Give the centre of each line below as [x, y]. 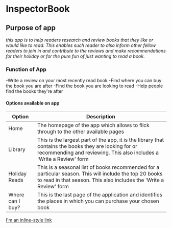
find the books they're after [34, 91]
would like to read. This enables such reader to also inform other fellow [81, 45]
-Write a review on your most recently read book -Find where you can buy [84, 81]
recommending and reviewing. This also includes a [98, 153]
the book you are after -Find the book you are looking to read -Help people [84, 86]
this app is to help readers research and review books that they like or [80, 40]
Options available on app [33, 103]
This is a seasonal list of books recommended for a [98, 167]
